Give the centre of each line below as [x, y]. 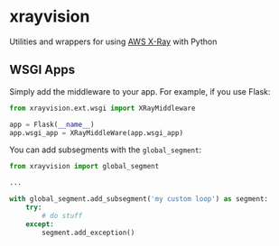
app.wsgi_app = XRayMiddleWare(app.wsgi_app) [96, 132]
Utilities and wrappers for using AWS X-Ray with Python [113, 41]
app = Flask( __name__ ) [52, 124]
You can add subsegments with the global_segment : [105, 150]
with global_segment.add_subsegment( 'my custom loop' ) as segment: [139, 199]
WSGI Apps [42, 70]
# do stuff [62, 215]
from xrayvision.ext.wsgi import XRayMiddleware [102, 108]
